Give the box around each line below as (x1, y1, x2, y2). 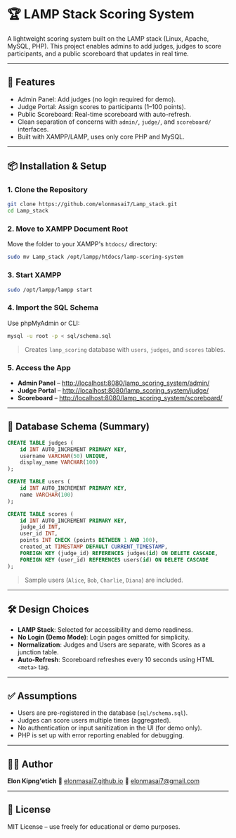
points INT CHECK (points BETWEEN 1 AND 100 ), (20, 537, 159, 544)
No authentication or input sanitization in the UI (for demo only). (17, 723, 202, 732)
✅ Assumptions (7, 690, 77, 701)
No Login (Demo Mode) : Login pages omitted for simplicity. (17, 633, 190, 642)
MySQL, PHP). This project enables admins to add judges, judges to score (7, 42, 222, 50)
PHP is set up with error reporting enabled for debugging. (17, 731, 185, 739)
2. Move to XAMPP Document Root (7, 224, 129, 234)
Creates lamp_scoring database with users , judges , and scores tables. (24, 345, 225, 353)
